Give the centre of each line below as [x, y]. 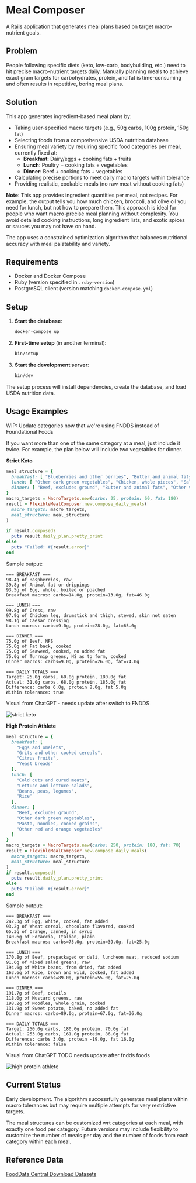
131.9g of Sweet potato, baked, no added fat [62, 1009]
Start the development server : [52, 365]
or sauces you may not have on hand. [51, 226]
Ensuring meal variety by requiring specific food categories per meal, [98, 146]
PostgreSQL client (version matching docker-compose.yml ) [84, 289]
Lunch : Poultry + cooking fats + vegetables [76, 165]
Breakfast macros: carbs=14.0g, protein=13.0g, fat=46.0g [78, 595]
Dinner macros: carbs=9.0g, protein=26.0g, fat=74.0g [73, 661]
